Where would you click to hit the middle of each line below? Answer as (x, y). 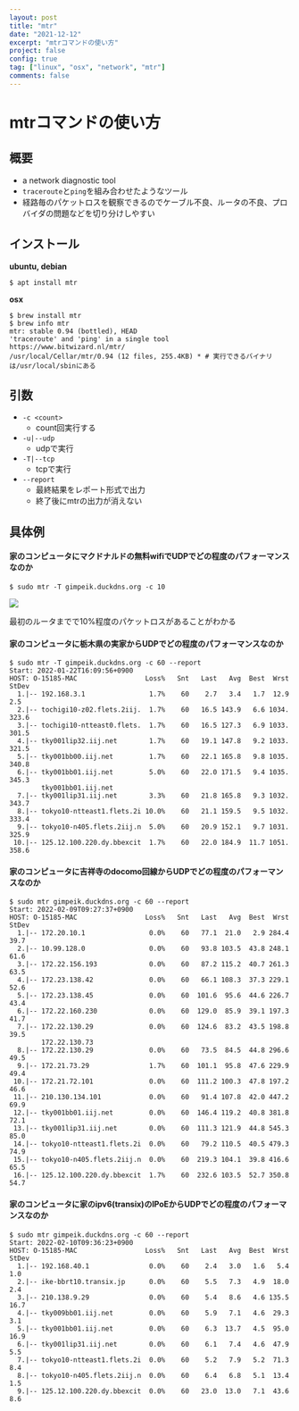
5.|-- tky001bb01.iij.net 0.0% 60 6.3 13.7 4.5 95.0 (154, 1328)
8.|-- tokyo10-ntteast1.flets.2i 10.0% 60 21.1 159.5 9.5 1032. (154, 812)
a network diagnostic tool (69, 180)
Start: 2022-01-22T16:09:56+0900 (71, 671)
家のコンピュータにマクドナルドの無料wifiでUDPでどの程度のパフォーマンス (149, 556)
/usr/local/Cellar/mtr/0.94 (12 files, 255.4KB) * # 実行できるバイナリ (141, 356)
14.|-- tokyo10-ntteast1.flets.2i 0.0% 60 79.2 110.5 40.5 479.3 (151, 1144)
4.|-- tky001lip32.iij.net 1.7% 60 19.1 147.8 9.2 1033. (154, 741)
